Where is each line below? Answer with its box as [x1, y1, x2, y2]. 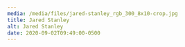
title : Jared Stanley [7, 17, 70, 23]
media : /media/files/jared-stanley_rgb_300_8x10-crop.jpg [7, 10, 178, 17]
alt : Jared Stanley [7, 23, 64, 30]
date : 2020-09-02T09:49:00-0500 [7, 29, 100, 37]
